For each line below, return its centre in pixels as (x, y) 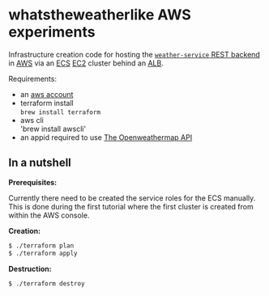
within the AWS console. (49, 215)
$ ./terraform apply (43, 253)
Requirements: (32, 78)
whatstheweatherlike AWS (100, 15)
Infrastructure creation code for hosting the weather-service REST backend (134, 54)
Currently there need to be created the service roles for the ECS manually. (132, 198)
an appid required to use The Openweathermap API (106, 137)
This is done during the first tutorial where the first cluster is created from (131, 206)
